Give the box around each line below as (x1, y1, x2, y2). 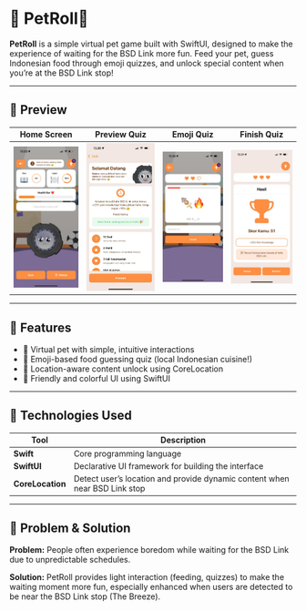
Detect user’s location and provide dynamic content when (73, 474, 290, 484)
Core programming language (73, 448, 182, 459)
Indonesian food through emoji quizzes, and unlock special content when (9, 57, 284, 68)
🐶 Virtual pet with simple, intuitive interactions (22, 343, 195, 354)
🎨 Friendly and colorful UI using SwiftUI (22, 372, 171, 383)
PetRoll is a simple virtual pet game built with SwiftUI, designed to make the (9, 38, 293, 49)
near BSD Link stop (73, 483, 146, 494)
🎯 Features (9, 320, 72, 335)
